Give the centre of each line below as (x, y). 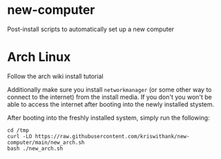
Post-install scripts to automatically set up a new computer (91, 29)
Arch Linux (39, 57)
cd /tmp (18, 130)
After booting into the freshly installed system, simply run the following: (108, 118)
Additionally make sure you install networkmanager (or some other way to (109, 89)
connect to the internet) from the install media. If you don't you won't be (109, 97)
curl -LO (20, 136)
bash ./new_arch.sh (35, 148)
